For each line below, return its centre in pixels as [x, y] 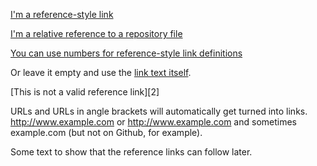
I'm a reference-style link [62, 14]
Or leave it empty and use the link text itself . [101, 72]
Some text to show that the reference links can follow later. [131, 152]
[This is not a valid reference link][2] [85, 92]
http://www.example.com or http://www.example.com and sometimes [153, 122]
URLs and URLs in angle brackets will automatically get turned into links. [159, 111]
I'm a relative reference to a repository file [96, 33]
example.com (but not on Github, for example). [106, 132]
